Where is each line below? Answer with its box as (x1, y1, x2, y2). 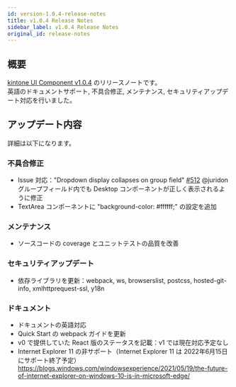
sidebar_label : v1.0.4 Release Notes (7, 23, 119, 30)
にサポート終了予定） (17, 356, 80, 365)
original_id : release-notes (7, 30, 91, 38)
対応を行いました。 (19, 96, 76, 105)
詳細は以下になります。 (7, 139, 76, 147)
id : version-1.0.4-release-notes (7, 10, 106, 18)
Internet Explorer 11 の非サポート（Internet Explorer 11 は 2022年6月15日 (17, 347, 228, 356)
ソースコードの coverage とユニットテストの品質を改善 (17, 239, 179, 248)
